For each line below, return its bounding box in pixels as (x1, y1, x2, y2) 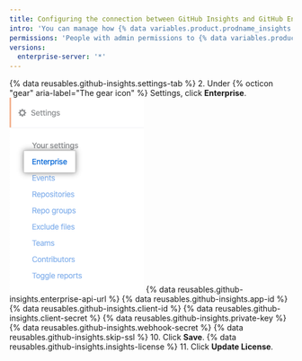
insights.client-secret (9, 313, 88, 323)
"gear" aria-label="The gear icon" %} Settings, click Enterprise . (9, 88, 247, 99)
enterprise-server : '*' (17, 52, 106, 62)
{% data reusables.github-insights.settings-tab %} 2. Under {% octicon (9, 78, 274, 89)
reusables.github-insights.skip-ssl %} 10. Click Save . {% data (9, 332, 236, 343)
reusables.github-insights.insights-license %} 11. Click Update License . (9, 341, 274, 352)
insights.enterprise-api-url (9, 294, 107, 304)
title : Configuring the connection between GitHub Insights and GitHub (9, 14, 283, 23)
